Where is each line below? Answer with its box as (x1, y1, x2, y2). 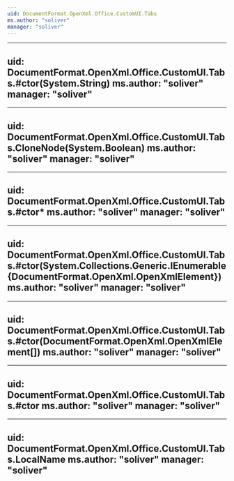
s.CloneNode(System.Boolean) (7, 142, 145, 154)
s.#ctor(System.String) (7, 77, 110, 89)
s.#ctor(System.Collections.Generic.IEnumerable (7, 260, 226, 272)
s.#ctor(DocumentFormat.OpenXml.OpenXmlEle (7, 336, 223, 348)
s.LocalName (7, 453, 66, 465)
